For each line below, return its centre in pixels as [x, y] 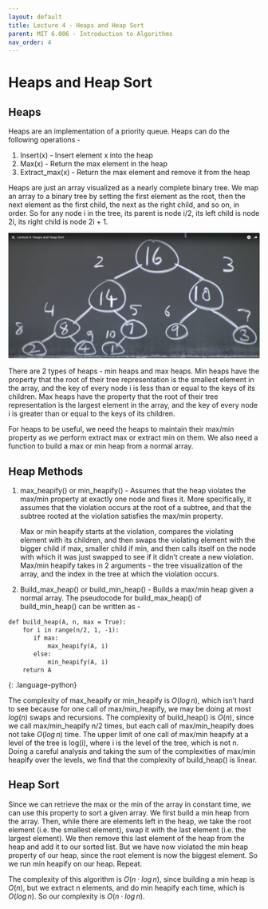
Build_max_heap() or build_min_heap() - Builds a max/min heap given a [136, 590]
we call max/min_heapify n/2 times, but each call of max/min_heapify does [131, 726]
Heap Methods [46, 471]
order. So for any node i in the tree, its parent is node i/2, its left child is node [134, 213]
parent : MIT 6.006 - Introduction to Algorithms [91, 34]
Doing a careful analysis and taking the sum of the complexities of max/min [132, 752]
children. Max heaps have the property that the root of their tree [113, 397]
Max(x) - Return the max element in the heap [93, 164]
